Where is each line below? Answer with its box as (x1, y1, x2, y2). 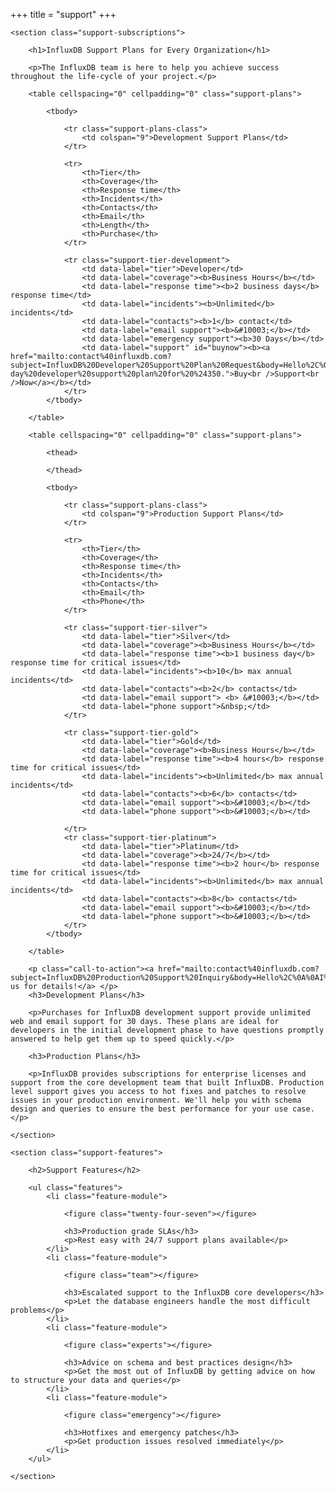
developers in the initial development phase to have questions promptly (10, 1025, 325, 1035)
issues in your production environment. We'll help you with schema (10, 1095, 302, 1105)
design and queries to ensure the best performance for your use (10, 1104, 288, 1114)
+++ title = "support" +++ (10, 9, 117, 20)
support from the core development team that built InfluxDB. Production (10, 1078, 325, 1088)
